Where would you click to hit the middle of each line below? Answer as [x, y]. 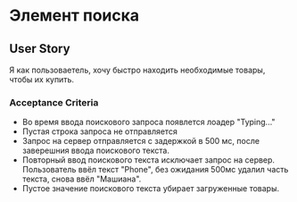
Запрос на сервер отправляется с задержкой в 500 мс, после [141, 141]
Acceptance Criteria [54, 102]
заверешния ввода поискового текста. [95, 151]
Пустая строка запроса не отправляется [100, 131]
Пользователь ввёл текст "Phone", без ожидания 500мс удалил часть [155, 170]
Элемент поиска [74, 16]
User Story [40, 49]
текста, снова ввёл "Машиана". [82, 179]
